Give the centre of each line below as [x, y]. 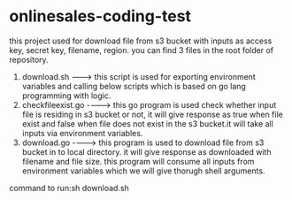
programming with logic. [66, 96]
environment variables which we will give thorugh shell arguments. [143, 171]
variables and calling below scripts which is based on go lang [134, 86]
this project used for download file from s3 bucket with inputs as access [141, 41]
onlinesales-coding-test [100, 16]
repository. [29, 59]
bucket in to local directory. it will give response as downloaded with [146, 151]
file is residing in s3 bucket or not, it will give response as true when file [152, 114]
